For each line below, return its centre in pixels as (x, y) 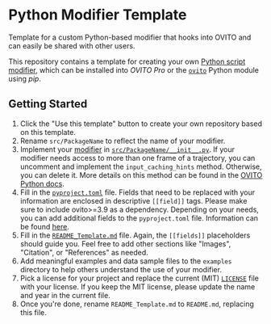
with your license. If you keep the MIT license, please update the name (138, 286)
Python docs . (42, 183)
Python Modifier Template (98, 15)
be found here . (45, 226)
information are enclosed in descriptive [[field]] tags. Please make (133, 200)
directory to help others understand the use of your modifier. (121, 269)
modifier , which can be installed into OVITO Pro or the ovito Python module (134, 69)
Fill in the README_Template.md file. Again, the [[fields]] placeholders (135, 235)
